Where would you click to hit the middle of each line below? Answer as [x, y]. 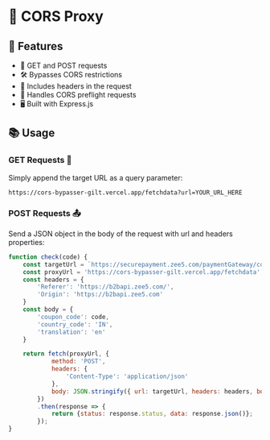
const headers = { [53, 280]
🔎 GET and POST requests [63, 65]
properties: [27, 242]
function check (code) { [48, 257]
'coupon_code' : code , [74, 317]
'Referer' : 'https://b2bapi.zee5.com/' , [106, 287]
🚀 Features [36, 46]
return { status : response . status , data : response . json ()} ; [152, 414]
